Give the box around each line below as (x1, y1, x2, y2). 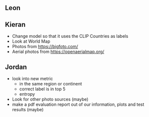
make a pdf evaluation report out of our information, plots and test (12, 101, 145, 107)
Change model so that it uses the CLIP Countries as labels (12, 33, 129, 39)
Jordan (5, 63, 27, 71)
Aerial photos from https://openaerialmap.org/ (12, 49, 104, 55)
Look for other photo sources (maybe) (12, 97, 89, 102)
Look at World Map (12, 38, 50, 44)
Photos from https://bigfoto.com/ (12, 44, 79, 50)
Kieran (5, 20, 26, 29)
